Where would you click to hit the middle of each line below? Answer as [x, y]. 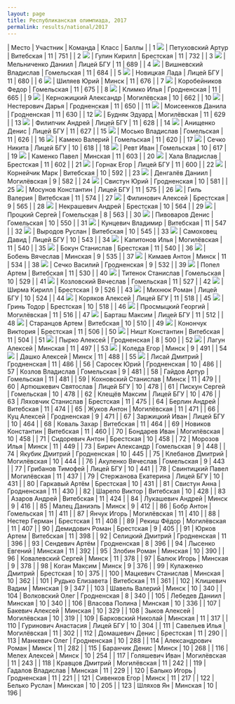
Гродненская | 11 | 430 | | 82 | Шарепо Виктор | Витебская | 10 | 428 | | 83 [116, 491]
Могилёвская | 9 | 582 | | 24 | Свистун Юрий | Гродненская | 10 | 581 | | [117, 181]
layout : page [26, 14]
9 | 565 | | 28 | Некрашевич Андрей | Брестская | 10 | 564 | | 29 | [112, 206]
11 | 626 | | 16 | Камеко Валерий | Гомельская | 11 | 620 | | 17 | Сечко [116, 140]
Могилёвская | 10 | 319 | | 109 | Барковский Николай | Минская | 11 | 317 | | [117, 618]
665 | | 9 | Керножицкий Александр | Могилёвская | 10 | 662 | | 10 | [116, 98]
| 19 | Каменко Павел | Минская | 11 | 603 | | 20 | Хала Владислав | [114, 156]
